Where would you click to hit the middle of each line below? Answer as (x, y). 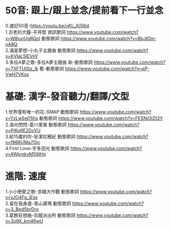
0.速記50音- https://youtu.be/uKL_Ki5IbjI (47, 26)
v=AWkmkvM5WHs (26, 154)
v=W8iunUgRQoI (23, 38)
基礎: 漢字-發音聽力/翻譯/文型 (67, 97)
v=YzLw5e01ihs (22, 118)
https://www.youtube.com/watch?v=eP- (107, 68)
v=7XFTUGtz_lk (22, 68)
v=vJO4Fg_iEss (22, 197)
